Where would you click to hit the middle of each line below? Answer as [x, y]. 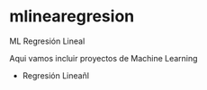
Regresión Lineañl [56, 75]
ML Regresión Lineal [47, 41]
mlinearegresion [72, 16]
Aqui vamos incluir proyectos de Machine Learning [103, 58]
